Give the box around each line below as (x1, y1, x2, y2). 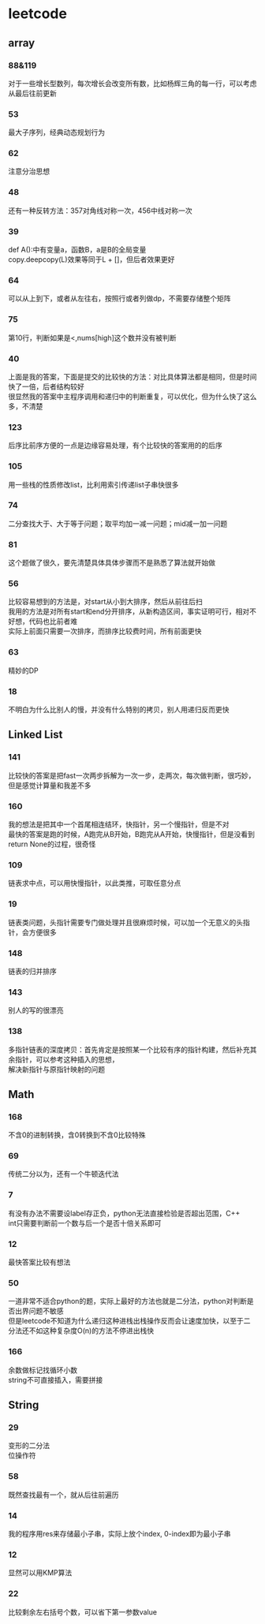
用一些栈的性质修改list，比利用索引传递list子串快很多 (8, 480, 179, 489)
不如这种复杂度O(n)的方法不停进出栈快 (28, 1326, 155, 1335)
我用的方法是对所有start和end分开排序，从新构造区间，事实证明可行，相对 (8, 607, 250, 616)
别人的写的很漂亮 (8, 1006, 64, 1015)
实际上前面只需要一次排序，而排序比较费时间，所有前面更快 (8, 626, 202, 636)
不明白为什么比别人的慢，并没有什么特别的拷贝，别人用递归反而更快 (8, 705, 230, 715)
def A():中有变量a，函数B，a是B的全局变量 (8, 245, 147, 255)
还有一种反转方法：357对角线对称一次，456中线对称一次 (8, 206, 192, 215)
